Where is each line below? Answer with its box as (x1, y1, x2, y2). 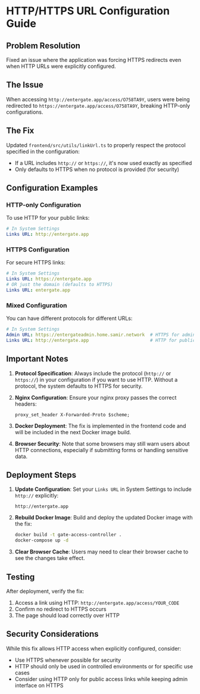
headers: (14, 400, 37, 407)
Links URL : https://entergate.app (6, 276, 92, 282)
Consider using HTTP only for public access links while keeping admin (14, 675, 188, 683)
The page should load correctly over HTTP (14, 612, 120, 619)
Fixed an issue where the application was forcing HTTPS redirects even (6, 57, 182, 63)
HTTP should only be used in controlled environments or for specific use (14, 662, 193, 670)
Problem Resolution (6, 41, 80, 51)
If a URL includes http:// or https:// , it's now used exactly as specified (14, 159, 192, 166)
